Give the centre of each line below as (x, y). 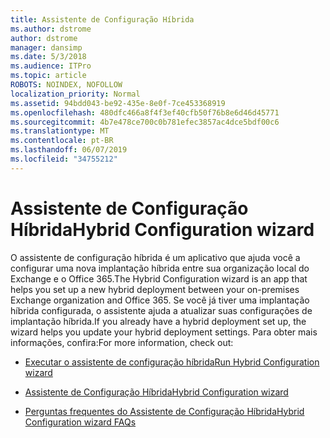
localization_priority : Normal (75, 94)
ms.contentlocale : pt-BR (62, 141)
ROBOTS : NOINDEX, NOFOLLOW (66, 85)
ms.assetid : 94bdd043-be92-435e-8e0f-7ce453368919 (118, 103)
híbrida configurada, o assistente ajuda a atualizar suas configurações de (161, 310)
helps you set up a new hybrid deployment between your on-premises (155, 289)
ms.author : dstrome (51, 29)
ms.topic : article (48, 76)
